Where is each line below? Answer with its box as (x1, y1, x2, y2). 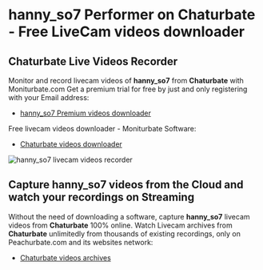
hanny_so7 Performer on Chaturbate (8, 6, 256, 24)
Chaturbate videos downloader (19, 139, 122, 149)
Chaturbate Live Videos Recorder (8, 54, 178, 68)
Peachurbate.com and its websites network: (8, 237, 153, 247)
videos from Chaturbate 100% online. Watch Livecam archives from (8, 220, 233, 230)
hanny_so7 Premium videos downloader (19, 108, 152, 118)
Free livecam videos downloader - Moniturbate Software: (8, 124, 197, 133)
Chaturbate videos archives (19, 252, 112, 262)
